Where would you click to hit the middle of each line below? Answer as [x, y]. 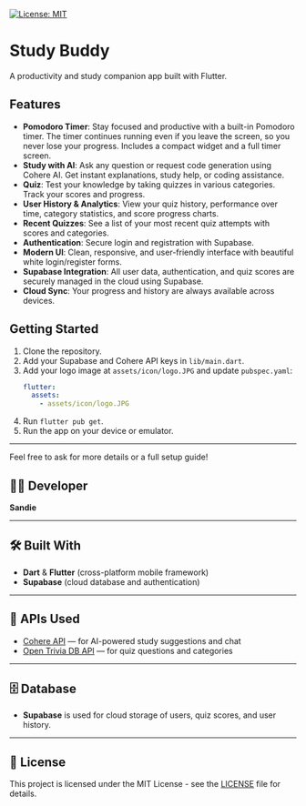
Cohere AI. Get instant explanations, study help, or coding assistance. [153, 175]
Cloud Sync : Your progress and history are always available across [148, 290]
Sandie [23, 508]
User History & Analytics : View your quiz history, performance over [150, 204]
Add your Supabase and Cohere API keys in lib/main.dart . [133, 360]
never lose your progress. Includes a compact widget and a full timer [152, 146]
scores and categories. [66, 233]
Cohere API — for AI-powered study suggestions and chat [132, 640]
